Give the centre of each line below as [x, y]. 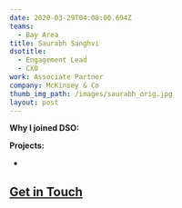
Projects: [27, 145]
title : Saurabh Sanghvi [55, 43]
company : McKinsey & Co [55, 85]
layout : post [34, 102]
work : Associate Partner [56, 77]
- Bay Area [38, 35]
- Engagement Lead [53, 60]
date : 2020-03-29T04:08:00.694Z [71, 18]
